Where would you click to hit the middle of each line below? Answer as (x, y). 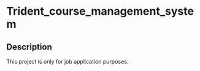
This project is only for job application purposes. (67, 62)
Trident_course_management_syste (100, 11)
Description (29, 47)
